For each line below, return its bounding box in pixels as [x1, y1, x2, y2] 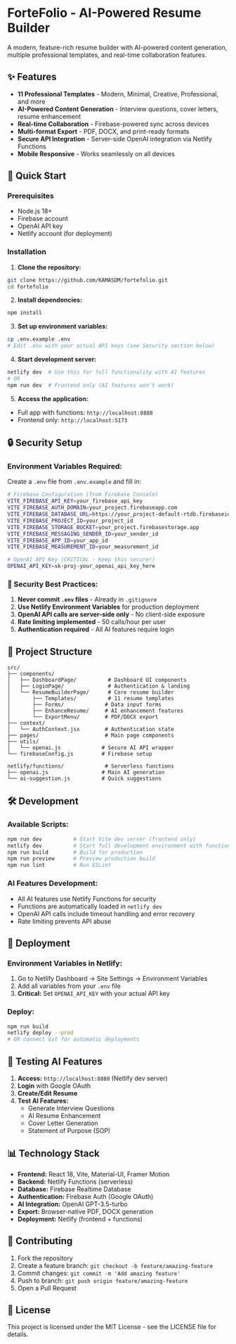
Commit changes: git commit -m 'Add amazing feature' [17, 1269, 181, 1277]
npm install [7, 310, 42, 317]
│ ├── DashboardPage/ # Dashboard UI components [7, 677, 188, 684]
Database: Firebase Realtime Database [17, 1184, 131, 1193]
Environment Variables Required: [7, 462, 123, 471]
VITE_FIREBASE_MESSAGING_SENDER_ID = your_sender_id [7, 530, 159, 538]
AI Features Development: [7, 878, 98, 888]
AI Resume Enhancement [27, 1111, 101, 1120]
